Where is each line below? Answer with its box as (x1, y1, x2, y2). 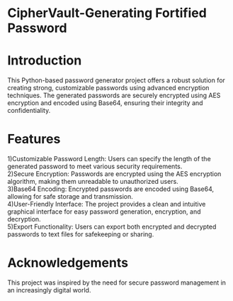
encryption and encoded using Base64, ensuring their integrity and (7, 99, 203, 107)
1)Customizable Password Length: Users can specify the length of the (7, 155, 211, 163)
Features (7, 131, 61, 147)
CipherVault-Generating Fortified (7, 5, 207, 21)
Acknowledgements (7, 255, 129, 271)
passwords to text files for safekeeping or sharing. (7, 230, 154, 239)
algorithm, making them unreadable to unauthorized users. (7, 177, 178, 186)
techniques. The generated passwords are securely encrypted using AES (7, 91, 221, 100)
